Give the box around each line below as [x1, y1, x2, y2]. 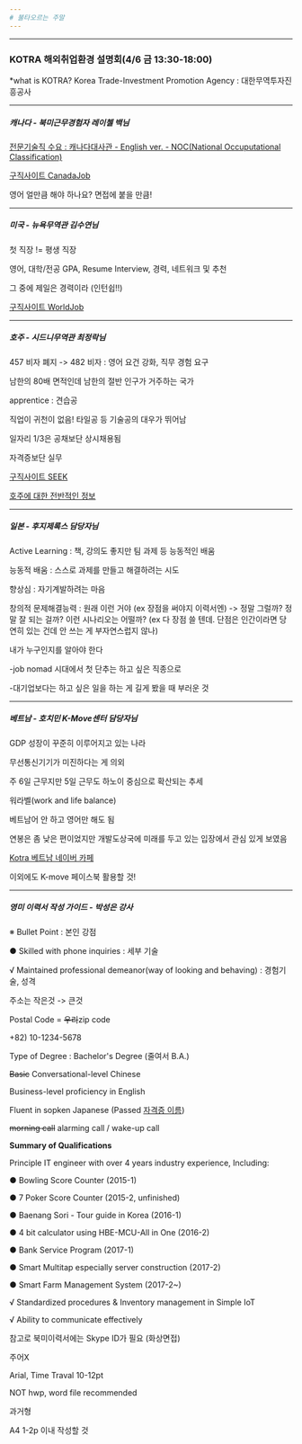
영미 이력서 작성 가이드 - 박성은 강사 [9, 902, 133, 913]
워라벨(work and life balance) [9, 795, 117, 806]
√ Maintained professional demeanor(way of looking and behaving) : [9, 964, 262, 976]
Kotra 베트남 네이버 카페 [9, 851, 94, 863]
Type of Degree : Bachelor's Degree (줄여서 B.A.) [9, 1050, 191, 1061]
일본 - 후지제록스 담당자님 [9, 521, 99, 531]
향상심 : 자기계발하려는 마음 [9, 584, 106, 594]
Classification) [9, 151, 63, 162]
